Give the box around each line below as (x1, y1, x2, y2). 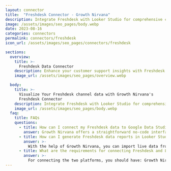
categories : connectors (5, 31, 56, 36)
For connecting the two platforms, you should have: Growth (27, 158, 158, 163)
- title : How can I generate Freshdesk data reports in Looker (18, 134, 156, 140)
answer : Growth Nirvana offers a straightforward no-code (23, 129, 149, 134)
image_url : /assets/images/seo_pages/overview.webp (14, 73, 126, 79)
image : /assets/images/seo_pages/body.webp (5, 21, 99, 27)
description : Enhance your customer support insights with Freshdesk (14, 69, 165, 74)
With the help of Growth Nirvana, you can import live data (27, 144, 158, 149)
